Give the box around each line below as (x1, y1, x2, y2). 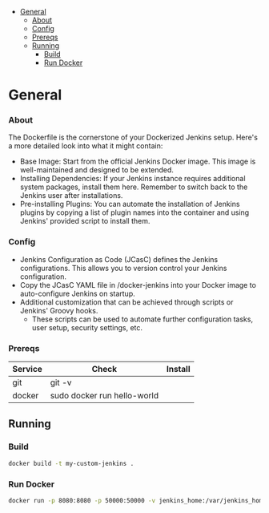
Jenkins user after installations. (19, 191, 123, 200)
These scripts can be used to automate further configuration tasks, (31, 314, 254, 324)
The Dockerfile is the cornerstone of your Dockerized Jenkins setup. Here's (8, 132, 259, 143)
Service (12, 364, 42, 375)
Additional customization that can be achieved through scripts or (19, 297, 234, 307)
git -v (50, 377, 72, 388)
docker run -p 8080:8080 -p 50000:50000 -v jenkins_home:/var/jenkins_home (8, 496, 267, 504)
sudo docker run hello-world (50, 390, 159, 402)
